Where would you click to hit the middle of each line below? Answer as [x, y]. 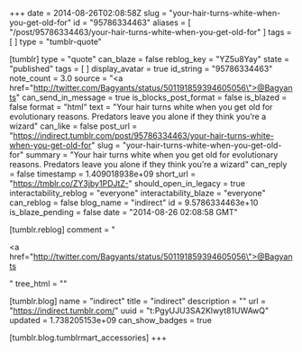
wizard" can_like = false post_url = [73, 126]
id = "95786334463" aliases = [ [132, 23]
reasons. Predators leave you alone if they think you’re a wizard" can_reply [148, 164]
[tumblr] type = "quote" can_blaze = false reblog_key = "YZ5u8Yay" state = [150, 59]
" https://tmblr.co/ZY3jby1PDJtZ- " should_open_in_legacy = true [128, 183]
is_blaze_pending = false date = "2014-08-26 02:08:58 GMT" [124, 212]
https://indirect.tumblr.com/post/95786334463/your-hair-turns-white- [144, 135]
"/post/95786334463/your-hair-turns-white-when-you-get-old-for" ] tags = [151, 32]
